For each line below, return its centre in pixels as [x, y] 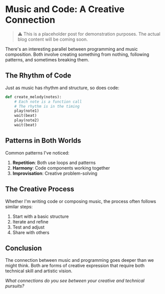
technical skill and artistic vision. [39, 271]
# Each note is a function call [48, 102]
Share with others [31, 232]
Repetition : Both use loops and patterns [54, 163]
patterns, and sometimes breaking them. [47, 59]
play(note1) [27, 111]
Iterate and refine [30, 222]
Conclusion [24, 248]
